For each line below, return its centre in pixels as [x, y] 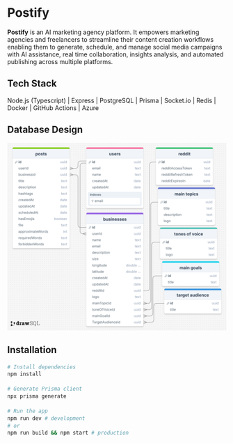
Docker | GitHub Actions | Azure [53, 108]
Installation [32, 350]
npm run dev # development [46, 418]
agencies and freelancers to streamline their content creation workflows [111, 39]
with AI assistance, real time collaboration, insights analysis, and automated [115, 54]
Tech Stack [32, 84]
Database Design [45, 130]
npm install [24, 374]
